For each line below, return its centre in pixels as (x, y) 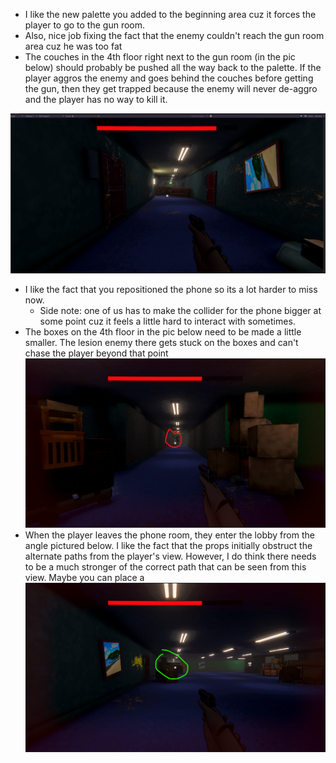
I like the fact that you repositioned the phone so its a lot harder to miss (171, 289)
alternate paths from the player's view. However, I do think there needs (170, 556)
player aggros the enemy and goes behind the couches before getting (169, 78)
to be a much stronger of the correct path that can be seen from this (165, 567)
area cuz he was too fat (73, 46)
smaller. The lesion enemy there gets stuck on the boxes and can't (161, 342)
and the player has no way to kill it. (96, 99)
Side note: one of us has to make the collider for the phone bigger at (180, 310)
